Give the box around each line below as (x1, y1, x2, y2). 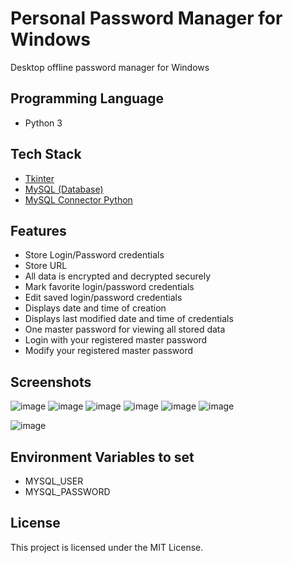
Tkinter (24, 172, 55, 184)
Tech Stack (10, 146, 82, 163)
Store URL (24, 260, 68, 272)
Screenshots (10, 373, 92, 391)
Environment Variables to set (10, 448, 195, 466)
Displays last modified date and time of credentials (24, 313, 234, 325)
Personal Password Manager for (10, 7, 283, 30)
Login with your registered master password (24, 334, 208, 346)
